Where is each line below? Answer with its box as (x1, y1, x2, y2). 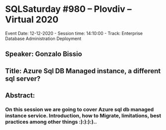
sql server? (5, 74, 41, 83)
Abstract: (5, 91, 35, 100)
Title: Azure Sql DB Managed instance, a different (5, 67, 161, 75)
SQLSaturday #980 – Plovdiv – (5, 3, 132, 15)
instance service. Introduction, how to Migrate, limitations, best (5, 112, 162, 119)
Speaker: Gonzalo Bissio (5, 50, 82, 58)
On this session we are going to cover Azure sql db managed (5, 106, 154, 113)
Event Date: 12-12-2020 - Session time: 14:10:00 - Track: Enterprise (5, 30, 143, 36)
